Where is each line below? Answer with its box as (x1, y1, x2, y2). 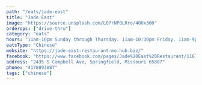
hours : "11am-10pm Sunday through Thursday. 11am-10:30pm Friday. (6, 37, 176, 42)
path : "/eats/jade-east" (6, 8, 69, 15)
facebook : (6, 53, 31, 59)
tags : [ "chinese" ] (6, 70, 52, 76)
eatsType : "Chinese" (6, 42, 58, 48)
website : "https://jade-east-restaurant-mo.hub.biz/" (6, 48, 144, 54)
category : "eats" (6, 31, 50, 37)
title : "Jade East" (6, 14, 55, 20)
